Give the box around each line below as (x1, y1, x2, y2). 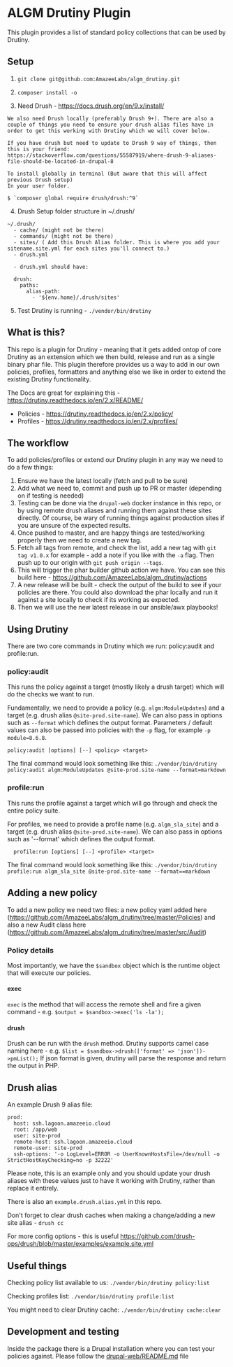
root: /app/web (13, 1126, 58, 1133)
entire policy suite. (7, 806, 61, 815)
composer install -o (17, 89, 77, 96)
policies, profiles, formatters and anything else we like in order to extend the (7, 367, 226, 376)
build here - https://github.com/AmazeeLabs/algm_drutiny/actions (17, 573, 207, 582)
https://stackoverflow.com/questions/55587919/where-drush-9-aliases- (7, 152, 217, 159)
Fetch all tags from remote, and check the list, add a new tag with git (17, 544, 217, 552)
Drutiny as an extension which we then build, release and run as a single (7, 352, 215, 361)
